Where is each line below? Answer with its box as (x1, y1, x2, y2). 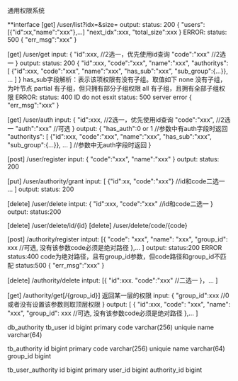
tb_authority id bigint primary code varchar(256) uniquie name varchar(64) (7, 344, 225, 353)
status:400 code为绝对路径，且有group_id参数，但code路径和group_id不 (7, 252, 221, 261)
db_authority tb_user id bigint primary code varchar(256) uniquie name (7, 323, 215, 331)
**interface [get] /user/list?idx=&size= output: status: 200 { (7, 21, 180, 28)
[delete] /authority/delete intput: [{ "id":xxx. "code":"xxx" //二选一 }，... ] (7, 276, 218, 285)
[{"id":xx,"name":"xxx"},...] (7, 28, 85, 36)
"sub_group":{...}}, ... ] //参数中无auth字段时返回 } (7, 141, 152, 149)
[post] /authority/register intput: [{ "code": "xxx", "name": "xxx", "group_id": (7, 235, 228, 243)
